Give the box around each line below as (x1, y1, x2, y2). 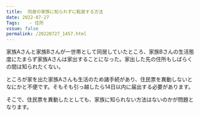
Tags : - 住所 (6, 20, 44, 26)
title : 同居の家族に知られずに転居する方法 (6, 8, 103, 15)
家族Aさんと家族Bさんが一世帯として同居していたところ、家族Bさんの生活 (6, 48, 189, 56)
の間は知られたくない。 (6, 63, 64, 71)
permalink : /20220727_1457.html (6, 31, 87, 37)
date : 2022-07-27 (6, 14, 50, 20)
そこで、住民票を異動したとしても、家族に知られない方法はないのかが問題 (6, 96, 189, 103)
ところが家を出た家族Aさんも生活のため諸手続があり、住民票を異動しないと (6, 76, 193, 83)
